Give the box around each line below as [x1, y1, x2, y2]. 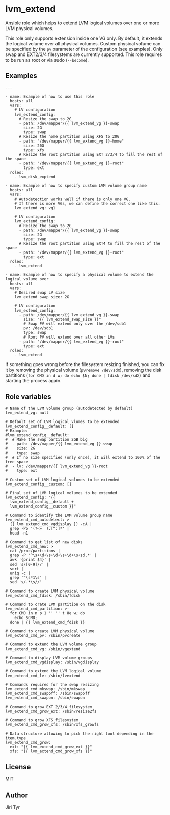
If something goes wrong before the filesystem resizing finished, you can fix [5, 361, 165, 367]
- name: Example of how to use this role [5, 94, 95, 99]
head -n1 [10, 530, 29, 536]
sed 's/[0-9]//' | [10, 561, 49, 567]
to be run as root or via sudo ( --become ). [5, 57, 89, 63]
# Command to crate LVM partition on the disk [5, 602, 106, 607]
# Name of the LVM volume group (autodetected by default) [5, 406, 133, 411]
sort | [10, 566, 24, 571]
